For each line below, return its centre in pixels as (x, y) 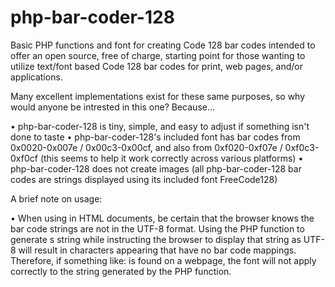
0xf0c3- (302, 147)
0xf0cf (24, 158)
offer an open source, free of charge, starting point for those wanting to (158, 55)
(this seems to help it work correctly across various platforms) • (171, 158)
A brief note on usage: (56, 198)
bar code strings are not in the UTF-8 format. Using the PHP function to (157, 228)
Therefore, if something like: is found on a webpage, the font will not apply (163, 260)
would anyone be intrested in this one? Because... (113, 107)
